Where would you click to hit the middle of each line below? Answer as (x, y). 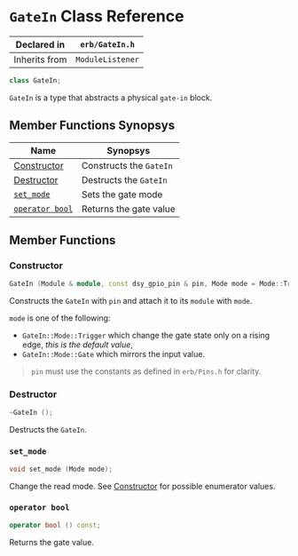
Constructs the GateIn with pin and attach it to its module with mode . (131, 301)
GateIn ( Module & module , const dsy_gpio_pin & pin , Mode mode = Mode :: (146, 284)
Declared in (40, 44)
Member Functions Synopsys (92, 126)
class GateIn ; (35, 80)
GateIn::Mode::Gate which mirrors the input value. (114, 354)
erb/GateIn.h (107, 44)
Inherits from (40, 60)
